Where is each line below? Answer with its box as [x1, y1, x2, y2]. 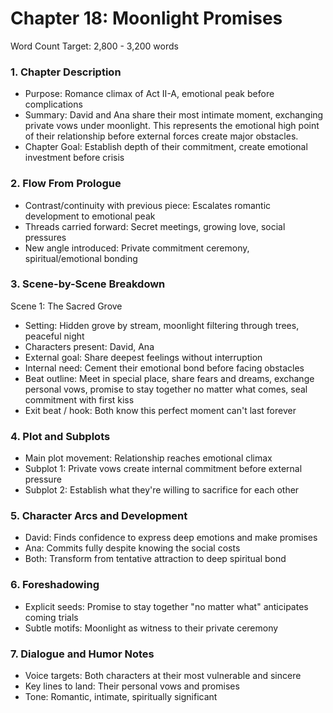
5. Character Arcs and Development [10, 509, 188, 523]
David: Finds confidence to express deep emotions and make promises [24, 532, 318, 544]
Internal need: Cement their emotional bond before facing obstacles [24, 362, 305, 374]
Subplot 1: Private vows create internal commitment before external [24, 463, 303, 475]
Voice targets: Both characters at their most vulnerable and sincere [24, 670, 302, 682]
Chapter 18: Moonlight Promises [10, 7, 283, 30]
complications [24, 98, 83, 111]
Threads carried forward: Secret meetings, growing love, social [24, 220, 286, 232]
